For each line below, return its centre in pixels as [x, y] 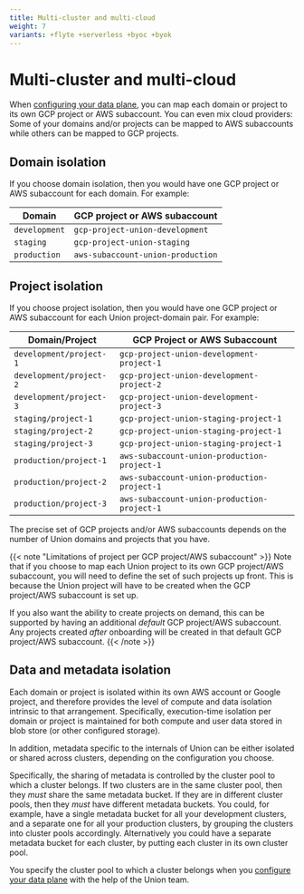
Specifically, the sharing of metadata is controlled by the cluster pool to [142, 775]
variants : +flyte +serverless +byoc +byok [90, 34]
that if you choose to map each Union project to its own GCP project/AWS [147, 566]
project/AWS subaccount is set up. [74, 595]
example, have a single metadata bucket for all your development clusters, [148, 813]
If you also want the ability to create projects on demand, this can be [137, 612]
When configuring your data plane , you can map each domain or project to [148, 104]
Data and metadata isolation [90, 670]
